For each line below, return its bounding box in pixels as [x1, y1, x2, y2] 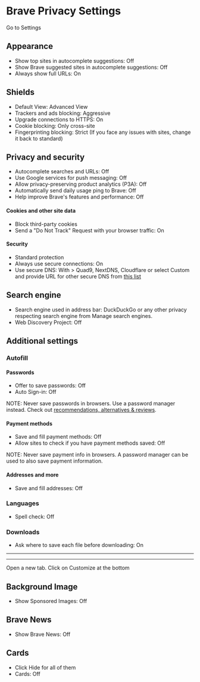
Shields [6, 87, 35, 97]
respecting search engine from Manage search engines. [14, 312, 153, 319]
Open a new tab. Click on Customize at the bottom [6, 564, 130, 571]
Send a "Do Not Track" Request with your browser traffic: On [14, 227, 165, 234]
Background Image [6, 582, 78, 592]
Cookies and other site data [6, 207, 76, 214]
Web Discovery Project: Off [14, 319, 82, 326]
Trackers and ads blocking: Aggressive [14, 109, 111, 117]
